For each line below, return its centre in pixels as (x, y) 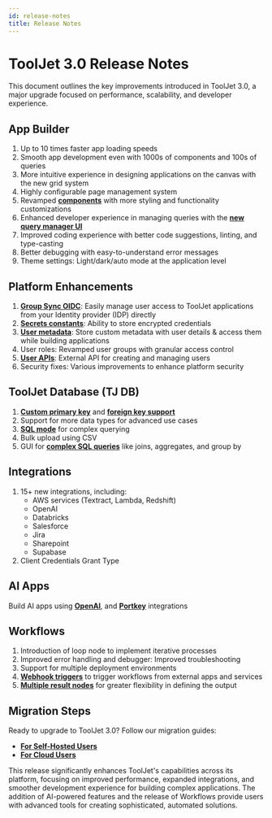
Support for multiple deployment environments (98, 668)
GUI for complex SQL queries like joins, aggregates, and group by (131, 446)
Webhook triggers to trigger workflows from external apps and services (141, 677)
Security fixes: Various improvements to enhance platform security (132, 367)
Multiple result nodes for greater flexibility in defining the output (128, 685)
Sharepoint (51, 543)
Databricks (50, 517)
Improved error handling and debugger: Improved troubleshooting (130, 659)
